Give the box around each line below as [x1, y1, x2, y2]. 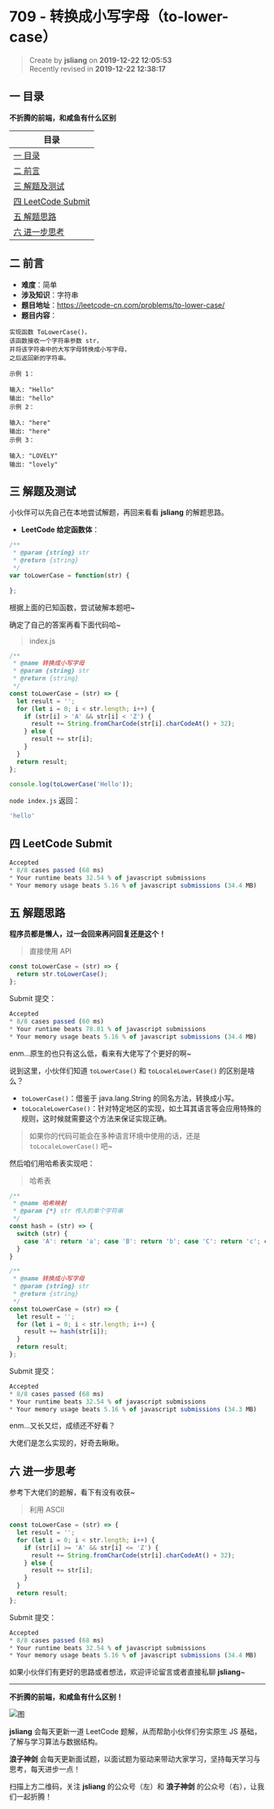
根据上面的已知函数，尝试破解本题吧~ [9, 602, 136, 612]
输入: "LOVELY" [9, 451, 59, 460]
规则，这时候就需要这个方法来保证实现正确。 [20, 1113, 172, 1123]
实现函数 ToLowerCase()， [9, 327, 91, 336]
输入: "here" [9, 419, 51, 427]
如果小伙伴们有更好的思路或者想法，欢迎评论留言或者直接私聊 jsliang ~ [9, 1667, 246, 1677]
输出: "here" [9, 427, 51, 436]
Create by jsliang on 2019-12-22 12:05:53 [28, 55, 172, 65]
